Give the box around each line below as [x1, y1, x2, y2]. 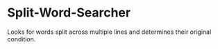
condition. [7, 35, 36, 43]
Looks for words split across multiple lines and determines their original [7, 28, 212, 36]
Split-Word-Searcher [7, 5, 131, 21]
